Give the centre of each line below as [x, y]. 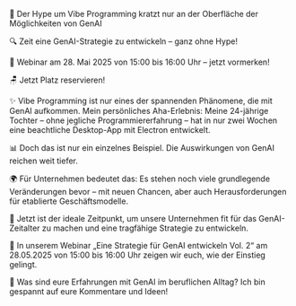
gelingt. [23, 264]
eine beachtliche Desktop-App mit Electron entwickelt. [110, 130]
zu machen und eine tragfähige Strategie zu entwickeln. [145, 228]
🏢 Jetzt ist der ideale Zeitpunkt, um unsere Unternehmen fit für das [133, 219]
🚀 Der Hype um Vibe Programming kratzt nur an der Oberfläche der [134, 14]
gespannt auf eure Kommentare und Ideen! [89, 291]
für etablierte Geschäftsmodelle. [69, 201]
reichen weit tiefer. [44, 161]
